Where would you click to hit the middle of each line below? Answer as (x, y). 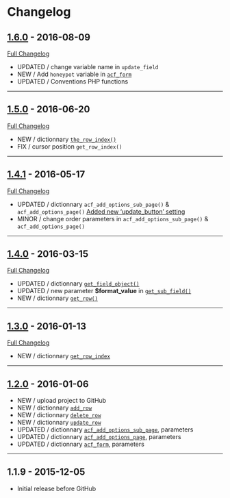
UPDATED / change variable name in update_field (88, 67)
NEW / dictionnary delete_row (59, 415)
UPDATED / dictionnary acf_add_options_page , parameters (99, 437)
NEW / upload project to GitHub (62, 401)
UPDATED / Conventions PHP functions (73, 82)
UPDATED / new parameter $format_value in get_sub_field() (104, 291)
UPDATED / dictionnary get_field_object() (78, 284)
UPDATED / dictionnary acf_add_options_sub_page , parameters (105, 429)
